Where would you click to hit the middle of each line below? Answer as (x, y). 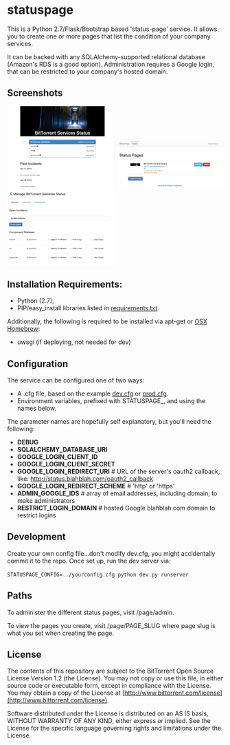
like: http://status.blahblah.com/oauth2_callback (85, 478)
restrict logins (36, 515)
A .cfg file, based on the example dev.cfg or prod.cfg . (93, 393)
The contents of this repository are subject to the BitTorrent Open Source (111, 671)
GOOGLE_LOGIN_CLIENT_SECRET (66, 464)
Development (37, 537)
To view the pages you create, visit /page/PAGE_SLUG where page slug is (112, 625)
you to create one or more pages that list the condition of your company (109, 36)
